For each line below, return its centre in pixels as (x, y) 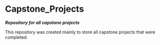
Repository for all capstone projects (42, 22)
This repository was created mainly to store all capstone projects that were (80, 32)
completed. (16, 37)
